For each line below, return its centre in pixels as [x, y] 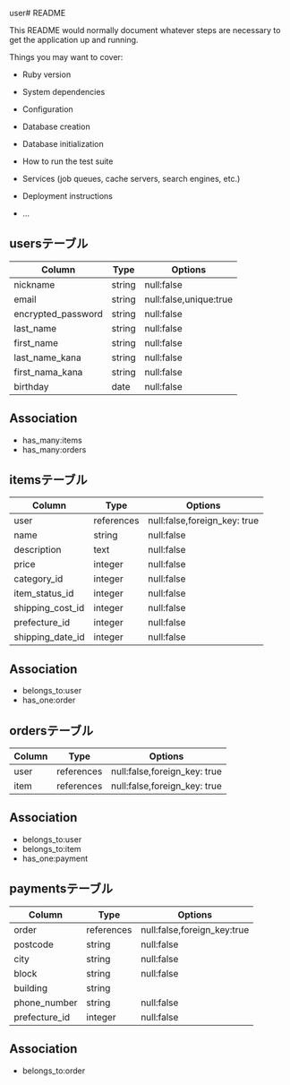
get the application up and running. [74, 40]
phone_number [46, 1003]
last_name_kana [48, 357]
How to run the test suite [68, 161]
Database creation [56, 126]
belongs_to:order [54, 1071]
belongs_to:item [52, 848]
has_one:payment [55, 858]
